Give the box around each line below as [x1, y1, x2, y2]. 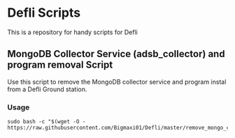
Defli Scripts [7, 5, 81, 21]
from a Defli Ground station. [7, 85, 87, 93]
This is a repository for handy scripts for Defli [7, 28, 138, 36]
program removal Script [7, 59, 113, 71]
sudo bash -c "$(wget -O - [7, 118, 86, 125]
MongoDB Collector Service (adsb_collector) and [7, 48, 225, 60]
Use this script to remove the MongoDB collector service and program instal [7, 77, 227, 86]
